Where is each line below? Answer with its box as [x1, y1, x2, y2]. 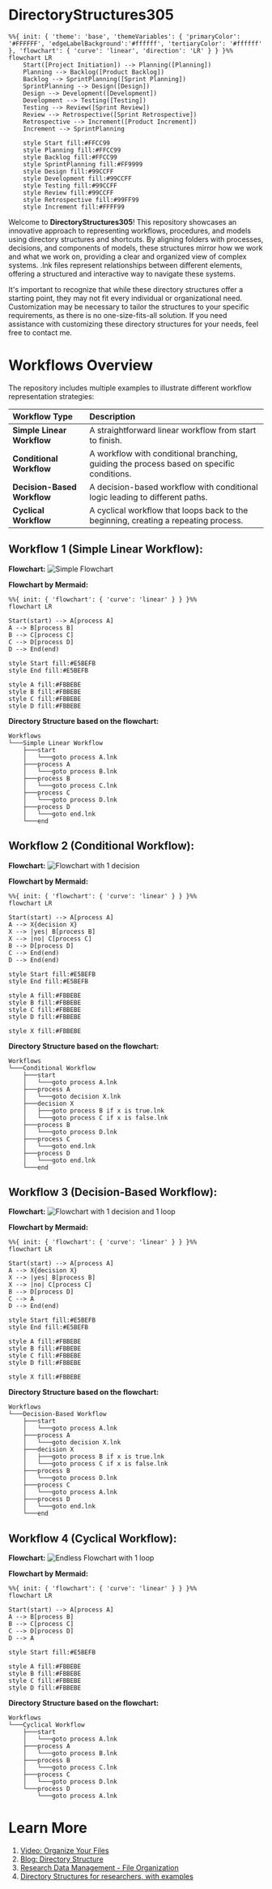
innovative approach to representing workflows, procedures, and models [8, 226, 252, 235]
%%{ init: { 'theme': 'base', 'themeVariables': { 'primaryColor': [8, 32, 241, 41]
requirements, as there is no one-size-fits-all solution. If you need [8, 310, 227, 320]
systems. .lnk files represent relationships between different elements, [8, 260, 243, 269]
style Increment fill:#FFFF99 [23, 203, 125, 211]
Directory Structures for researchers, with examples [19, 1872, 194, 1882]
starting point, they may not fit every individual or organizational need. [8, 293, 243, 303]
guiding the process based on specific [89, 458, 236, 469]
